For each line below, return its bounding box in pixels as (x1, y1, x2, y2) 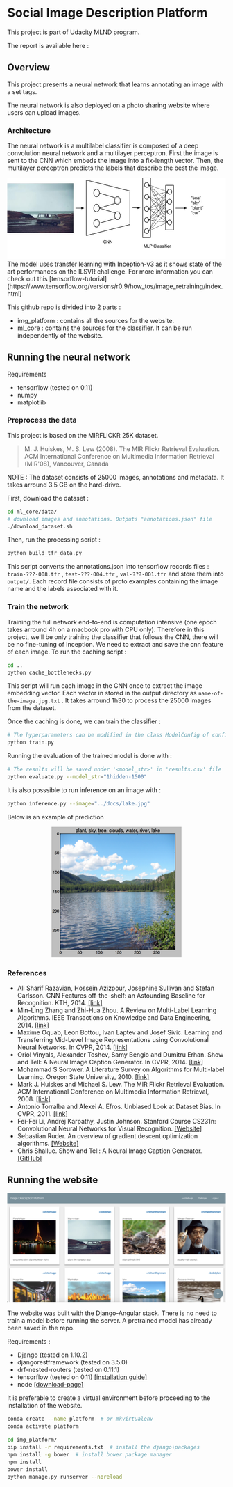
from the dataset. (7, 704, 57, 712)
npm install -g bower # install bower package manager (7, 1451, 172, 1458)
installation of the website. (7, 1401, 83, 1410)
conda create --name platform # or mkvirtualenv (7, 1415, 154, 1423)
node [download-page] (17, 1380, 84, 1389)
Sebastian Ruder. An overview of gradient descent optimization (17, 1132, 198, 1140)
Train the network (7, 602, 69, 612)
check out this (7, 274, 48, 283)
